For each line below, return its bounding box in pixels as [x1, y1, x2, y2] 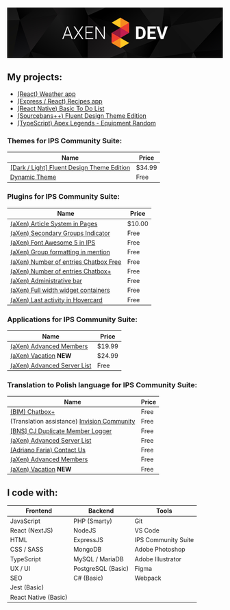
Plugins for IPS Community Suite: [7, 192, 120, 202]
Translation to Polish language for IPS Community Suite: [7, 380, 197, 390]
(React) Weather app [16, 90, 76, 98]
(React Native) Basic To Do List [16, 104, 105, 112]
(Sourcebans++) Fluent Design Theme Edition [16, 111, 147, 120]
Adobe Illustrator [134, 554, 182, 563]
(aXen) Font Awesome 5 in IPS [10, 239, 96, 247]
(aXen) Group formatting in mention [10, 248, 111, 256]
